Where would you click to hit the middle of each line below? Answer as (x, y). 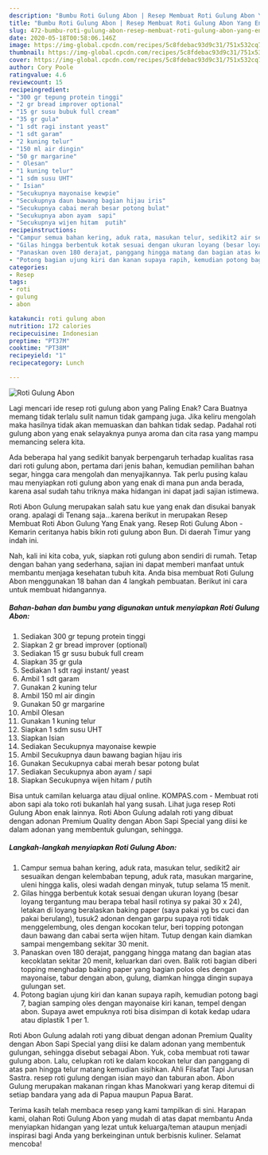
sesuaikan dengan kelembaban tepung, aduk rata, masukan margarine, (137, 876)
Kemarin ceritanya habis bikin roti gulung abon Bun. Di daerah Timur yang (130, 532)
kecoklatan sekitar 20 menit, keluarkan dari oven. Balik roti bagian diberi (139, 961)
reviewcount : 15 (36, 82)
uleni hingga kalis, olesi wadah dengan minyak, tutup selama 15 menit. (135, 884)
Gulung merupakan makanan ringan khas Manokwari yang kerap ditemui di (132, 1086)
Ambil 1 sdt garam (50, 678)
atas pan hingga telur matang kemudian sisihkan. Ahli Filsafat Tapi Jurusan (131, 1069)
